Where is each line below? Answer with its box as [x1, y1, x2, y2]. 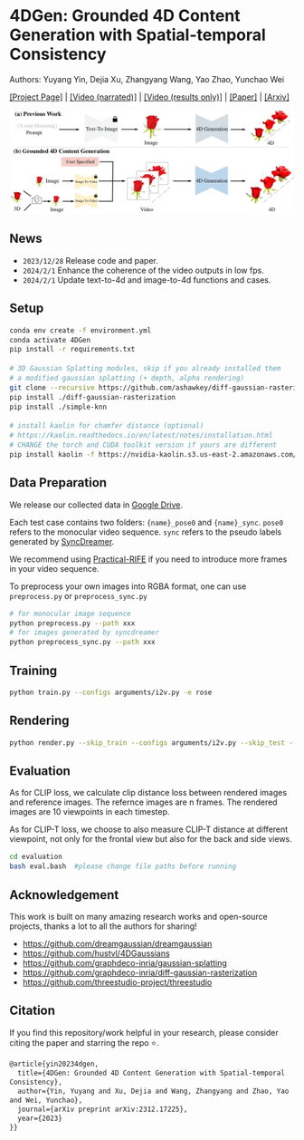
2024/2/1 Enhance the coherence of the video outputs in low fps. [22, 265, 264, 275]
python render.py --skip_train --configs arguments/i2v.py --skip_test [9, 738, 285, 748]
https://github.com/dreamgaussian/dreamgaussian [22, 938, 213, 949]
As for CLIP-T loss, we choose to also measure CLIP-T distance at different [9, 824, 289, 835]
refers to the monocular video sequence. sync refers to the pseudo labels [9, 527, 282, 537]
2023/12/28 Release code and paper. [22, 255, 158, 266]
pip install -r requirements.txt [9, 345, 136, 354]
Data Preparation [9, 475, 107, 490]
